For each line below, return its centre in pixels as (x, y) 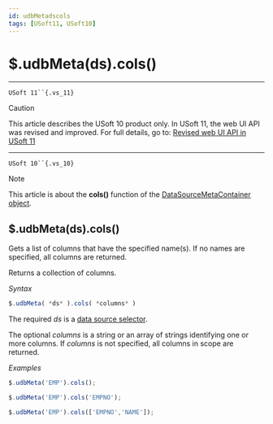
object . (20, 203)
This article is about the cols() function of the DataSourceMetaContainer (130, 195)
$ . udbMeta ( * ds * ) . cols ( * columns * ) (72, 304)
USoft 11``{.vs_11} (41, 93)
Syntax (20, 289)
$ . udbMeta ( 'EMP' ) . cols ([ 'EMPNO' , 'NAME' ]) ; (81, 412)
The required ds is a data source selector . (78, 319)
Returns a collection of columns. (63, 273)
